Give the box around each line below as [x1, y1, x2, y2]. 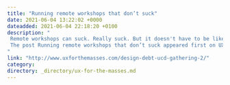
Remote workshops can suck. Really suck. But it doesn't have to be [10, 36, 210, 42]
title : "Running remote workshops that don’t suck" [7, 10, 157, 17]
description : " [7, 29, 51, 36]
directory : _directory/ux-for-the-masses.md [7, 67, 136, 74]
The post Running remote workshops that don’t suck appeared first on [10, 42, 216, 49]
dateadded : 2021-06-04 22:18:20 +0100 [7, 23, 118, 29]
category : [7, 61, 36, 68]
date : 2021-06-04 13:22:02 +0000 [7, 16, 103, 23]
